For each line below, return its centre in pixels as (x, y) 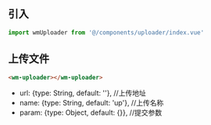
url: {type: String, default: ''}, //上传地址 (82, 93)
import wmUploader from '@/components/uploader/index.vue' (106, 32)
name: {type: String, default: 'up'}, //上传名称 (91, 103)
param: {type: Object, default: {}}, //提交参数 (91, 112)
